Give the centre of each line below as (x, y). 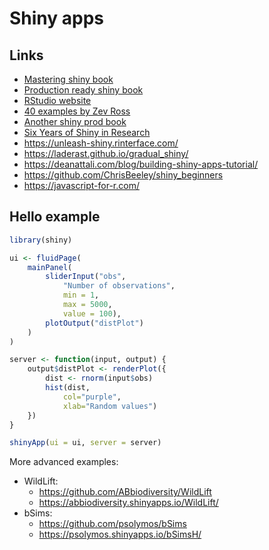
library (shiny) (41, 240)
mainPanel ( (50, 267)
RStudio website (57, 100)
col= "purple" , (92, 397)
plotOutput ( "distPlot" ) (94, 323)
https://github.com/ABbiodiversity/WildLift (125, 492)
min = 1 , (81, 295)
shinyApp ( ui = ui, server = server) (85, 443)
